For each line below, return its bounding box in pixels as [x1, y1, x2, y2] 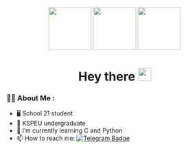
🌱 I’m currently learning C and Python [16, 126, 123, 135]
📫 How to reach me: [16, 134, 75, 143]
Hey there [78, 69, 135, 84]
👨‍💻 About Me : [6, 93, 56, 103]
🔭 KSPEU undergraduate [16, 119, 86, 128]
